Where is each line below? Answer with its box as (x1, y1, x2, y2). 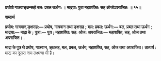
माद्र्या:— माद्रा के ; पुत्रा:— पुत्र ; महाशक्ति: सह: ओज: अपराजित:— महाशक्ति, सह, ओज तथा (5, 30, 146, 35)
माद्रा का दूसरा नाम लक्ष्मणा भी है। (5, 50, 55, 56)
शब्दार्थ (5, 15, 15, 20)
